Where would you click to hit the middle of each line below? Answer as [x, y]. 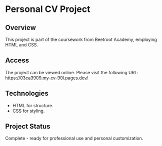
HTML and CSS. [22, 45]
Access [17, 61]
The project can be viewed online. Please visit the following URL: [72, 72]
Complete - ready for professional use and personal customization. [74, 139]
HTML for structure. [33, 105]
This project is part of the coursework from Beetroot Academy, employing [81, 39]
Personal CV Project [48, 9]
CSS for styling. [28, 111]
